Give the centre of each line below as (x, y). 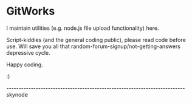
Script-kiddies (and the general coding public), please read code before (96, 40)
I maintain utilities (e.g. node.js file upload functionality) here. (83, 28)
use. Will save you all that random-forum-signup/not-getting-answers (94, 46)
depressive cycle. (28, 52)
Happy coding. (25, 64)
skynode (17, 94)
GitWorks (31, 11)
